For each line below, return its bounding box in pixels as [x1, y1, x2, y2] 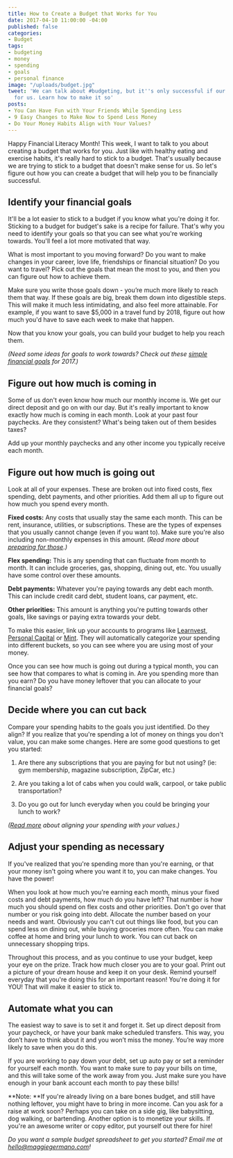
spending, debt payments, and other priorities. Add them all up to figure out [8, 492, 224, 501]
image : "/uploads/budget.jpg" [8, 81, 96, 88]
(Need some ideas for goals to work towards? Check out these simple [8, 350, 207, 358]
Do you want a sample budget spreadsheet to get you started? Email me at [8, 1135, 223, 1144]
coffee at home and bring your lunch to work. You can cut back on [8, 932, 198, 940]
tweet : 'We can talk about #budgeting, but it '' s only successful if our [8, 88, 226, 95]
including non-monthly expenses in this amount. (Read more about [8, 535, 199, 543]
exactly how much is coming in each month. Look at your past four [8, 411, 198, 419]
